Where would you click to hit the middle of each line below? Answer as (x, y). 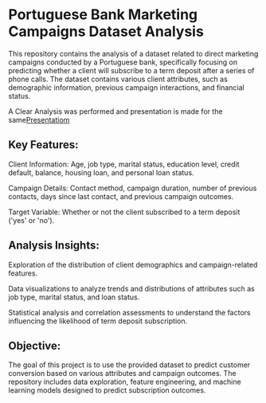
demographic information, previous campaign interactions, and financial (126, 87)
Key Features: (43, 145)
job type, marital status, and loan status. (74, 297)
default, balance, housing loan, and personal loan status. (101, 172)
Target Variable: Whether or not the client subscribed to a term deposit (124, 212)
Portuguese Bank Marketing (103, 15)
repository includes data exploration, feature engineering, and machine (125, 382)
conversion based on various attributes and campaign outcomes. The (122, 374)
